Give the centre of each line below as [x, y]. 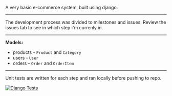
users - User [26, 58]
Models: [14, 42]
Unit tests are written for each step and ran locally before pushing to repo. [83, 78]
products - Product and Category [47, 52]
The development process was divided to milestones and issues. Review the [86, 22]
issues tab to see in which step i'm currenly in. [54, 27]
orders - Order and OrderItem [43, 63]
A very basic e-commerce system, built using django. [62, 7]
